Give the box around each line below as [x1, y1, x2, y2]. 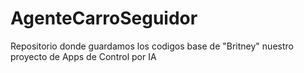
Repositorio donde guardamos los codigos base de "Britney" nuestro [10, 40, 294, 52]
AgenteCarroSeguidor [10, 7, 198, 30]
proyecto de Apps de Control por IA [10, 50, 157, 62]
